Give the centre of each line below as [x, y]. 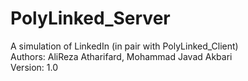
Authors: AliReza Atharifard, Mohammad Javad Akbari [121, 56]
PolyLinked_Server [90, 18]
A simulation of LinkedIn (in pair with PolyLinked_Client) [124, 46]
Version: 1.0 [34, 67]
